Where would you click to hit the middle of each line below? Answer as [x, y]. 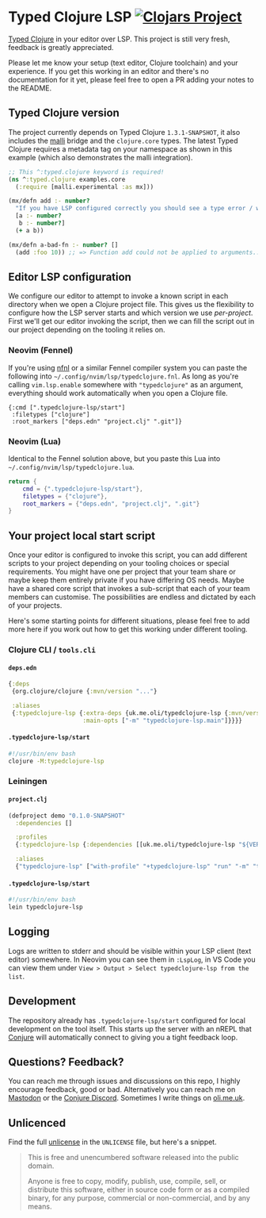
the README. [30, 88]
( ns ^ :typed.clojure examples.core [67, 179]
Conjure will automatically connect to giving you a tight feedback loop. [123, 1037]
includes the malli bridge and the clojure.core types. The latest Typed [123, 140]
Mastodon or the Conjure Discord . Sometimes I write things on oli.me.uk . [127, 1098]
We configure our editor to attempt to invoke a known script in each [118, 296]
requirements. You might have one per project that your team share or [122, 572]
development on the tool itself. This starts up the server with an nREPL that [130, 1028]
